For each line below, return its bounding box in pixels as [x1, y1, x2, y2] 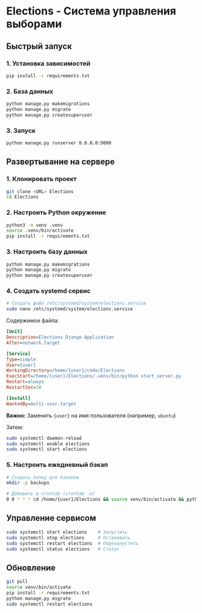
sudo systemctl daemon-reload [6, 435, 82, 441]
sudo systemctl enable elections [6, 440, 90, 447]
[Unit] [6, 329, 23, 335]
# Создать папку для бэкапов [6, 474, 79, 480]
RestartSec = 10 [6, 384, 42, 390]
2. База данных [6, 87, 54, 95]
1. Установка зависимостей [6, 59, 91, 68]
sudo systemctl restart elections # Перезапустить [6, 540, 138, 547]
